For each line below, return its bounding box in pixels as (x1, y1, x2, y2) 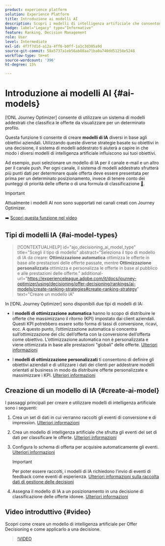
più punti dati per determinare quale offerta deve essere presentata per (5, 171, 149, 176)
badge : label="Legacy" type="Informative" (5, 26, 93, 31)
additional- (81, 270, 104, 276)
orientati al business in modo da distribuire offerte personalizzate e (12, 367, 148, 373)
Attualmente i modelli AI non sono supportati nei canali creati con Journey (5, 200, 155, 206)
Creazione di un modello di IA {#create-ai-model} (5, 386, 160, 395)
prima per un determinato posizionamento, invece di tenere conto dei (5, 175, 145, 181)
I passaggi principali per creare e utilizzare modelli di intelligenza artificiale (5, 400, 156, 406)
